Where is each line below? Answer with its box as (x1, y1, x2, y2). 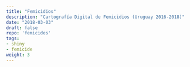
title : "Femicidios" (6, 8, 57, 15)
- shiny (6, 41, 25, 47)
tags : (6, 36, 19, 41)
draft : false (6, 24, 38, 31)
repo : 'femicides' (6, 30, 51, 36)
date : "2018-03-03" (6, 19, 54, 25)
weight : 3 (6, 52, 30, 58)
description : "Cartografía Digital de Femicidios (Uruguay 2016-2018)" (6, 14, 185, 20)
